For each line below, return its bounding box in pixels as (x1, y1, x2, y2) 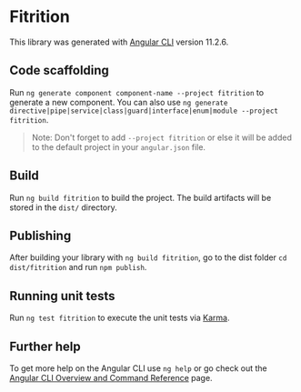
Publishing (9, 227, 72, 243)
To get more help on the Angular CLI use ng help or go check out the (9, 363, 267, 374)
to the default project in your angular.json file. (31, 141, 206, 152)
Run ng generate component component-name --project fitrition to (9, 86, 265, 97)
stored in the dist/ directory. (9, 202, 118, 213)
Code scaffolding (9, 63, 109, 78)
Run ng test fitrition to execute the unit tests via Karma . (9, 312, 230, 324)
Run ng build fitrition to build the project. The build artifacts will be (9, 192, 272, 203)
